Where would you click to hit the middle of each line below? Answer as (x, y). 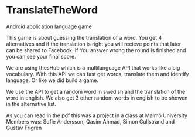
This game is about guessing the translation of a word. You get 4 (84, 37)
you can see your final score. (41, 56)
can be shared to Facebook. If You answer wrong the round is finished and (96, 50)
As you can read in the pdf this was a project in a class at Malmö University (97, 115)
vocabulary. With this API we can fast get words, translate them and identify (97, 74)
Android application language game (49, 26)
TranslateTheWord (52, 10)
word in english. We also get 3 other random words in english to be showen (97, 98)
